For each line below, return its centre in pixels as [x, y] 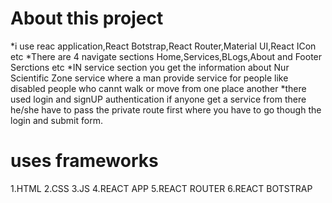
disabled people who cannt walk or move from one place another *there [158, 88]
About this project [87, 18]
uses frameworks [84, 161]
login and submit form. [56, 120]
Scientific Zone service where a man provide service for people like [149, 78]
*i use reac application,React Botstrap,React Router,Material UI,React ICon [163, 46]
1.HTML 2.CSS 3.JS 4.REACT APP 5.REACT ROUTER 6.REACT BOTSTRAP [161, 188]
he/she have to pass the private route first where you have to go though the [166, 109]
